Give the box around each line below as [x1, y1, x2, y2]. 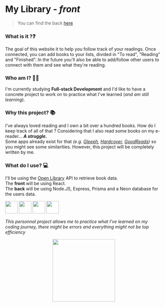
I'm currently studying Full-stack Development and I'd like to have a [5, 86, 146, 92]
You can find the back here [17, 20, 73, 26]
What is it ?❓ [5, 32, 36, 39]
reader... [5, 133, 22, 139]
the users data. [5, 191, 36, 197]
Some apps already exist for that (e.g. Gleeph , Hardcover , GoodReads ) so [5, 138, 157, 144]
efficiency [5, 229, 26, 235]
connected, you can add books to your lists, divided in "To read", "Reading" [5, 51, 161, 57]
